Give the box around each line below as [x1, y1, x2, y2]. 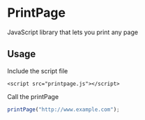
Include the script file [7, 66, 68, 75]
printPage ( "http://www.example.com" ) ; [7, 106, 120, 113]
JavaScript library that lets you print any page [7, 28, 138, 36]
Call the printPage [7, 92, 59, 100]
